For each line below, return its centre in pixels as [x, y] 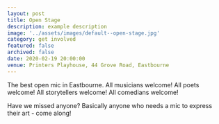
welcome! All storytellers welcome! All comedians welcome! [93, 92]
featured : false [31, 46]
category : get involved [42, 39]
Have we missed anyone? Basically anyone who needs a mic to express [110, 105]
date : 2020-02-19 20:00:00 [46, 59]
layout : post [26, 14]
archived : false [31, 53]
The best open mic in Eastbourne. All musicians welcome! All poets [103, 85]
